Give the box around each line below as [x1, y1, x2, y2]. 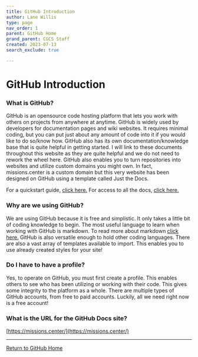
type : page [6, 20, 33, 25]
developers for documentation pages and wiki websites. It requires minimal [6, 125, 189, 132]
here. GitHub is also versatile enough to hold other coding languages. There [6, 233, 190, 241]
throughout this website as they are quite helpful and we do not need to [6, 150, 180, 157]
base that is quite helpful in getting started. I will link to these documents [6, 144, 183, 151]
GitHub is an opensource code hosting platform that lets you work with [6, 112, 178, 119]
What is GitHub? [6, 99, 54, 107]
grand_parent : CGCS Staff [6, 36, 70, 42]
